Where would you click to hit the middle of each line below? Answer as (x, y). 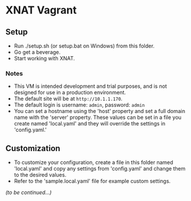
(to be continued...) (29, 193)
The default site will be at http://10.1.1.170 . (68, 99)
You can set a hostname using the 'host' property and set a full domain (100, 111)
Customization (33, 148)
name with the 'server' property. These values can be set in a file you (98, 117)
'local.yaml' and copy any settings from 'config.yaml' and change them (100, 169)
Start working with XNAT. (45, 58)
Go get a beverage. (37, 52)
